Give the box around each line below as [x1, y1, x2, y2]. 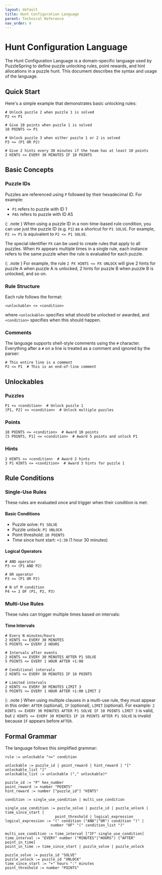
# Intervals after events [5, 650, 57, 656]
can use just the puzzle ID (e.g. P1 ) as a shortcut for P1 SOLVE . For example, [5, 226, 155, 232]
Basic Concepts [5, 166, 54, 174]
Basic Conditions [5, 510, 40, 517]
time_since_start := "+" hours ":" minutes [5, 861, 95, 866]
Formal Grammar [5, 732, 57, 740]
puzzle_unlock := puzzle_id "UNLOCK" [5, 856, 81, 862]
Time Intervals [5, 622, 35, 628]
